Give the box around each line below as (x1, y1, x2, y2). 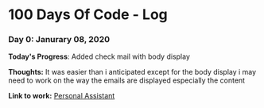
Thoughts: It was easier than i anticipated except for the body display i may (8, 67, 257, 77)
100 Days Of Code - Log (8, 6, 169, 24)
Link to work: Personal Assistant (8, 91, 115, 101)
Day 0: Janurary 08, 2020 (8, 34, 110, 45)
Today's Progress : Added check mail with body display (8, 52, 191, 61)
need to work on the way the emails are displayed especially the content (8, 75, 245, 85)
